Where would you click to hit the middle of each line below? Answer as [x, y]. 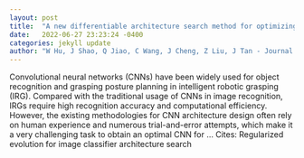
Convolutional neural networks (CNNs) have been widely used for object [144, 77]
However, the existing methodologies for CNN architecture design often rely [151, 116]
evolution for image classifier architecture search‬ [101, 144]
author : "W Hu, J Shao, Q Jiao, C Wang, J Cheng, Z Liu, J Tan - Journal [152, 51]
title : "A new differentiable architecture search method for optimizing [153, 26]
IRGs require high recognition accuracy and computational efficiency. [138, 106]
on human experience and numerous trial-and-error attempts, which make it [151, 125]
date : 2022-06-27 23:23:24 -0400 [76, 34]
